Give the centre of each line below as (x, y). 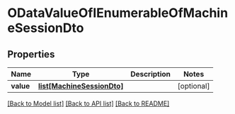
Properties (31, 54)
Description (151, 74)
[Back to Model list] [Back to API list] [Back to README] (88, 103)
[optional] (194, 86)
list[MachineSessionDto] (81, 86)
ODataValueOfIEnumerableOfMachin (118, 13)
